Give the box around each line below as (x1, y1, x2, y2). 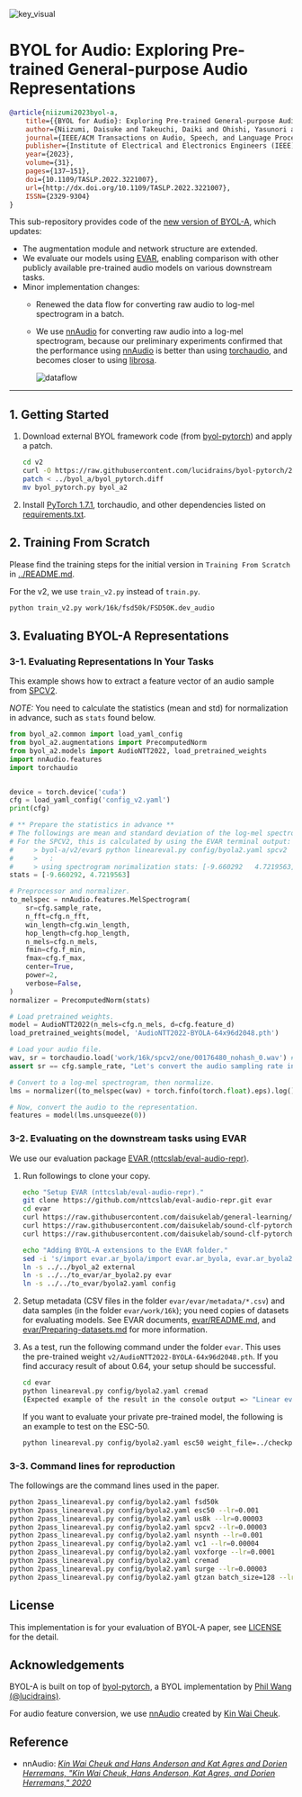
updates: (9, 226, 42, 237)
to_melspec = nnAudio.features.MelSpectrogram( (9, 895, 191, 904)
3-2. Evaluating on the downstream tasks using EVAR (9, 1132, 247, 1145)
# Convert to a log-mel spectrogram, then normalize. (9, 1077, 216, 1087)
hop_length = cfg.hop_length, (25, 929, 130, 938)
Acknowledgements (9, 1657, 125, 1673)
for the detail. (9, 1631, 59, 1642)
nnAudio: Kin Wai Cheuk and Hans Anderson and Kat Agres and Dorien (22, 1758, 288, 1769)
